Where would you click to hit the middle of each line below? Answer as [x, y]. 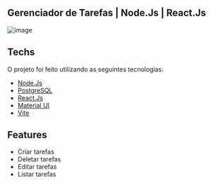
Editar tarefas [37, 167]
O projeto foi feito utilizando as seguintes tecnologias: [85, 69]
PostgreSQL [35, 90]
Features [27, 135]
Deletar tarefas [39, 159]
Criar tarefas [36, 152]
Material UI [34, 105]
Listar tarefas [37, 174]
